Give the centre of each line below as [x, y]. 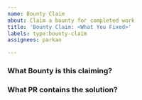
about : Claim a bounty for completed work [71, 20]
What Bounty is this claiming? [60, 71]
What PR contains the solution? [63, 89]
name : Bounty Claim [36, 14]
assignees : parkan [34, 40]
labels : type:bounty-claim [47, 33]
